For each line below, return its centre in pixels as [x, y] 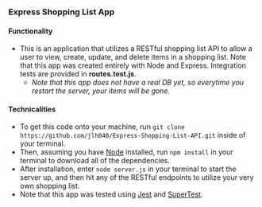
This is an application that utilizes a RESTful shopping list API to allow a [136, 49]
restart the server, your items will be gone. [101, 91]
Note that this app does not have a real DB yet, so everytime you [138, 83]
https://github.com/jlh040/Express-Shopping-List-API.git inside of [133, 135]
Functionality [31, 31]
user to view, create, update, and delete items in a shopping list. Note [133, 57]
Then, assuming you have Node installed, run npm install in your [126, 152]
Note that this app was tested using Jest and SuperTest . [111, 194]
